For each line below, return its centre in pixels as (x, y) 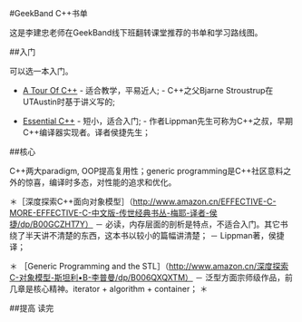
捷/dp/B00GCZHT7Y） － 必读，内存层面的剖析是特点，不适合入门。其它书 (149, 224)
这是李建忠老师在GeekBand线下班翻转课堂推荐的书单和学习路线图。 (136, 33)
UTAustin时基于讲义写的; (68, 102)
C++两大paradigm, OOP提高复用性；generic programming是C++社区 (138, 171)
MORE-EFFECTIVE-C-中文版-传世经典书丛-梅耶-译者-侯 (113, 213)
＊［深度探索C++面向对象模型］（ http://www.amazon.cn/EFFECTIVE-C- (143, 201)
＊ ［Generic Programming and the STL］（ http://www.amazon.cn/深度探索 (149, 266)
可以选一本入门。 (41, 71)
